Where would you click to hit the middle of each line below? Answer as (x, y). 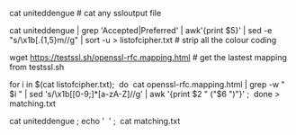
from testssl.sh (37, 67)
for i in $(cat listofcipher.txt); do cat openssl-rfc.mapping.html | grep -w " (147, 84)
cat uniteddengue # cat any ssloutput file (85, 13)
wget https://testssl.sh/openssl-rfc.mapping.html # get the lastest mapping (148, 57)
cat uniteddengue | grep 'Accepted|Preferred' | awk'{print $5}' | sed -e (141, 30)
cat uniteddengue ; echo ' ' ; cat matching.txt (95, 121)
